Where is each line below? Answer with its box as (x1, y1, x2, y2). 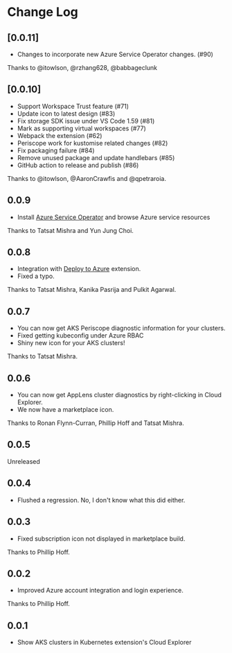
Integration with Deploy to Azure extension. (17, 265, 141, 273)
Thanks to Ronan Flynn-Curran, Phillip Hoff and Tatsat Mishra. (7, 419, 185, 427)
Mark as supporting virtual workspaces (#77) (17, 124, 147, 132)
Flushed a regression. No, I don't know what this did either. (17, 496, 186, 504)
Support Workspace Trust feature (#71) (17, 102, 130, 110)
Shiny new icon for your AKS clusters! (17, 339, 125, 347)
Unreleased (7, 457, 40, 465)
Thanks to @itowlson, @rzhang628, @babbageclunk (7, 64, 158, 71)
